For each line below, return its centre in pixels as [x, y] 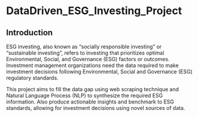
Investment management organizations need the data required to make [92, 65]
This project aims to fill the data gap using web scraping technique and [92, 89]
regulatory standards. [33, 78]
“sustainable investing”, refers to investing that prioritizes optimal [85, 53]
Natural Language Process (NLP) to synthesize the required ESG [85, 96]
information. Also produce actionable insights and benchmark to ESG [90, 102]
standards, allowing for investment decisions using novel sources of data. [96, 108]
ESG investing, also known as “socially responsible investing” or [84, 46]
